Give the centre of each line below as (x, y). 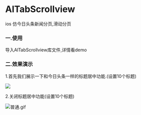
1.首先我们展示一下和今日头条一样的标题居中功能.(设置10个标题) (71, 76)
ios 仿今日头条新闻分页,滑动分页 (38, 24)
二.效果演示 (19, 64)
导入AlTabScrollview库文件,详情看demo (46, 50)
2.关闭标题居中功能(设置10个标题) (40, 96)
